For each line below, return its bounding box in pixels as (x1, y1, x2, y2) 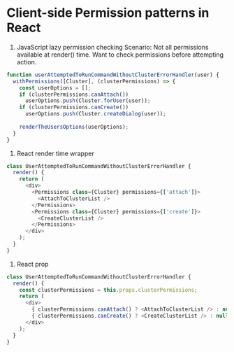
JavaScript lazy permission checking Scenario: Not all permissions (16, 43, 209, 51)
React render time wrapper (16, 149, 95, 157)
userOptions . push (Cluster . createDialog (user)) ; (24, 111, 167, 118)
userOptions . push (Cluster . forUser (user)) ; (24, 97, 151, 104)
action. (16, 57, 37, 66)
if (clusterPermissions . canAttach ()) (19, 91, 129, 98)
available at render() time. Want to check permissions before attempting (16, 50, 224, 59)
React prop (16, 260, 49, 268)
